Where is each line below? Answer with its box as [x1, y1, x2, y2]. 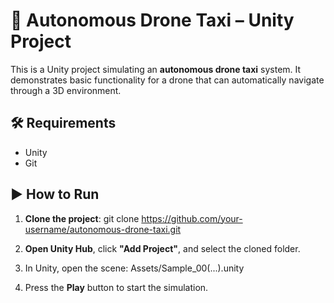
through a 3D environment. [10, 84, 122, 96]
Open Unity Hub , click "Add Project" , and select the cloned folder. [24, 242, 301, 254]
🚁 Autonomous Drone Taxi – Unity [10, 9, 295, 32]
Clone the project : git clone [24, 212, 140, 224]
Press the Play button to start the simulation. [24, 281, 209, 293]
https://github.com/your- [141, 212, 243, 224]
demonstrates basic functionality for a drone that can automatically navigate [10, 74, 325, 86]
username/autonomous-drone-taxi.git [24, 223, 182, 235]
